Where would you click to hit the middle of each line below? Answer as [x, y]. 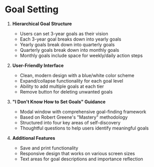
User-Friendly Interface [38, 65]
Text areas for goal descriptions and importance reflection [81, 159]
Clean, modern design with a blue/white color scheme [77, 75]
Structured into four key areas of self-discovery [70, 122]
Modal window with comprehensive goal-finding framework [83, 112]
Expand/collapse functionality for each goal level [72, 81]
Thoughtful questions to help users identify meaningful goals [84, 128]
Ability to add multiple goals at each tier [62, 86]
